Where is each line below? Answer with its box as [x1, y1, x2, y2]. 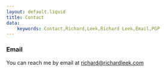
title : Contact [6, 14, 45, 20]
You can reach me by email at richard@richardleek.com [6, 59, 144, 66]
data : [6, 20, 20, 26]
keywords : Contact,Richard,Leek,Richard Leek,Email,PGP [17, 25, 161, 32]
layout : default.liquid [6, 8, 66, 15]
